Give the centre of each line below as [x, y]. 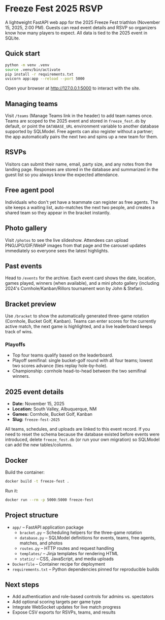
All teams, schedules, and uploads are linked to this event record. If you [78, 429]
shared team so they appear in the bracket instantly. [58, 213]
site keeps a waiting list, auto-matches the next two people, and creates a [80, 207]
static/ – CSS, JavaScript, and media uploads [67, 559]
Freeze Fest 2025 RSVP [54, 9]
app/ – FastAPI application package [48, 527]
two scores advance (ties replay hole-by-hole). [60, 366]
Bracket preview [31, 304]
